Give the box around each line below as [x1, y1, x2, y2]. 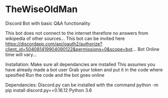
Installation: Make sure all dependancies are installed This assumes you [5, 61, 155, 67]
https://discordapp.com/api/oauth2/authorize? [5, 40, 103, 46]
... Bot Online [132, 46, 159, 52]
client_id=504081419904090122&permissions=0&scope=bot [5, 46, 133, 52]
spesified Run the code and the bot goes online [5, 72, 105, 78]
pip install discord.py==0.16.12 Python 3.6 [5, 87, 92, 93]
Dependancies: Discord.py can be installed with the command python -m [5, 82, 159, 88]
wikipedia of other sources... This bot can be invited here [5, 35, 125, 41]
